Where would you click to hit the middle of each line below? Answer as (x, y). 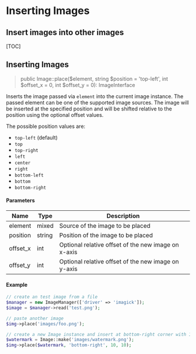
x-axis (68, 252)
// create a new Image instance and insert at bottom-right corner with (96, 334)
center (22, 163)
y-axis (68, 269)
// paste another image (35, 318)
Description (123, 216)
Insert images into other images (65, 32)
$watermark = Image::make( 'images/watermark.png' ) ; (70, 340)
